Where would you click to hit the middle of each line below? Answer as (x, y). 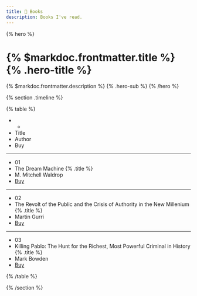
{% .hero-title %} (49, 70)
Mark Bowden (31, 259)
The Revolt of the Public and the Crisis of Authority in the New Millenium (102, 204)
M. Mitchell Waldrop (39, 175)
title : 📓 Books (25, 11)
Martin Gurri (29, 217)
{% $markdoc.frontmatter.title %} (91, 57)
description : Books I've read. (44, 17)
